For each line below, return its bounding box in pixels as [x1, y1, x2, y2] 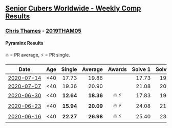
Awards [107, 66, 127, 73]
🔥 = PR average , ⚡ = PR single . [5, 52, 70, 58]
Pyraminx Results [5, 40, 44, 46]
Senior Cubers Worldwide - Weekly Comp [5, 4, 141, 13]
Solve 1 [132, 66, 151, 73]
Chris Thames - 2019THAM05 [5, 28, 82, 35]
